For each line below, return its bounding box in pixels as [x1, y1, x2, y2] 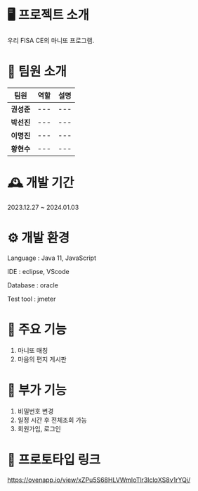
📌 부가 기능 [7, 382, 67, 398]
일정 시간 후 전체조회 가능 [17, 416, 88, 424]
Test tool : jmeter [7, 294, 56, 303]
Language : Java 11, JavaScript [7, 254, 97, 262]
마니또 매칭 [17, 346, 48, 354]
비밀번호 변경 [17, 406, 54, 415]
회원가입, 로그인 [17, 424, 61, 433]
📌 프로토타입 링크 [7, 452, 100, 468]
